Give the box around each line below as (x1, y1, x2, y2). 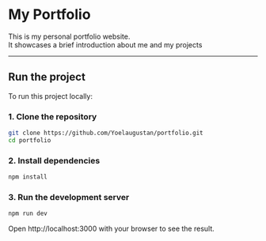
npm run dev (8, 209, 47, 218)
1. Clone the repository (8, 111, 97, 122)
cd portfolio (8, 136, 51, 144)
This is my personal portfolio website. (8, 32, 131, 41)
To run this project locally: (8, 91, 93, 100)
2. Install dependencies (8, 155, 101, 166)
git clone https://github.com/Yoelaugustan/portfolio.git (8, 129, 203, 137)
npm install (8, 173, 47, 181)
